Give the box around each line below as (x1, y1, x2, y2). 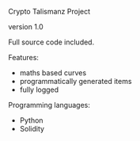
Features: (8, 53, 40, 62)
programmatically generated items (19, 77, 132, 86)
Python (19, 116, 44, 125)
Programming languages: (8, 101, 91, 109)
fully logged (19, 85, 59, 94)
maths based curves (19, 68, 87, 78)
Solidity (19, 124, 45, 133)
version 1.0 (8, 22, 44, 31)
